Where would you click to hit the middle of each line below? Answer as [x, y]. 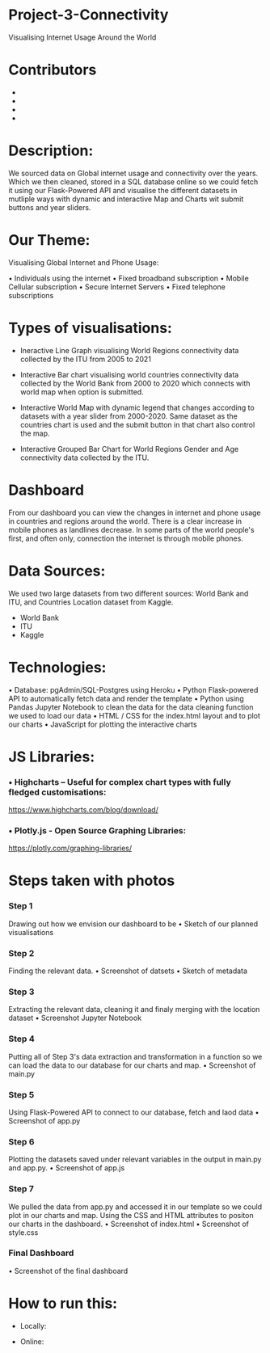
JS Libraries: [52, 757]
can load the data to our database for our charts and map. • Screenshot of [132, 1065]
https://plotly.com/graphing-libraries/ [70, 848]
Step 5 [21, 1094]
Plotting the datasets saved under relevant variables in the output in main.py [135, 1159]
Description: [51, 151]
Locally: [33, 1326]
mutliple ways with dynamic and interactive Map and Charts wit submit [126, 199]
